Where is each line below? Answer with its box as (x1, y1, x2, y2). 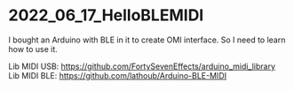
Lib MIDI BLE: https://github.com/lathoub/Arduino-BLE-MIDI (8, 70, 227, 80)
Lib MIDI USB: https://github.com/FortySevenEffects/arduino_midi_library (8, 61, 276, 71)
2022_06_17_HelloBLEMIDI (8, 5, 204, 26)
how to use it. (8, 43, 59, 54)
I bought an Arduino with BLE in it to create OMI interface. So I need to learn (8, 34, 286, 45)
